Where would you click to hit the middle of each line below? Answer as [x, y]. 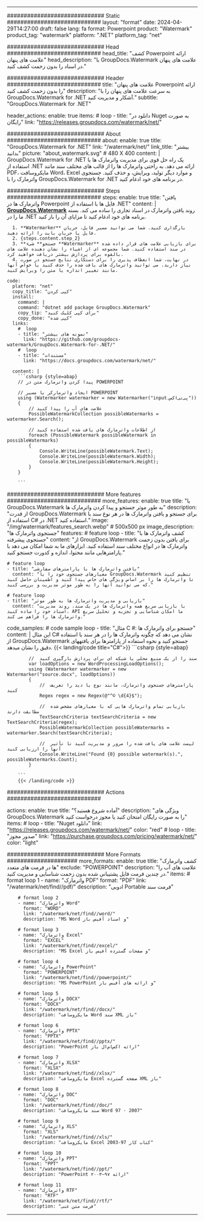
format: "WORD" [42, 909]
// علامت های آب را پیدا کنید [65, 408]
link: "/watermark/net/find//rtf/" [68, 1201]
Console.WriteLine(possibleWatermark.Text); [96, 451]
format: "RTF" [41, 1195]
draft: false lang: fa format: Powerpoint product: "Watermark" [116, 29]
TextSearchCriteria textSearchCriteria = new [97, 717]
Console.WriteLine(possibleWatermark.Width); [97, 456]
